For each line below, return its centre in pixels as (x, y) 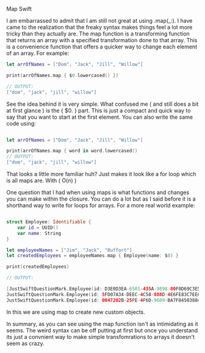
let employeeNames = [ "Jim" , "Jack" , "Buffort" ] (69, 250)
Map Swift (19, 9)
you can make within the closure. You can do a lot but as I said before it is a (101, 199)
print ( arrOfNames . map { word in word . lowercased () (72, 151)
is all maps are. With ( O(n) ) (41, 180)
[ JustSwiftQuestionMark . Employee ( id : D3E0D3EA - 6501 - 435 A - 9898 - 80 (91, 289)
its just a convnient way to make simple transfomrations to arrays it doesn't (101, 336)
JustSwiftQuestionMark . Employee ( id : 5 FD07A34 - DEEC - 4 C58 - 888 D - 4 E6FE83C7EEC (103, 294)
